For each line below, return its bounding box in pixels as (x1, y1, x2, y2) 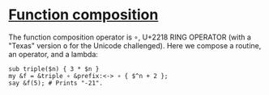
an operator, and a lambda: (8, 49, 99, 59)
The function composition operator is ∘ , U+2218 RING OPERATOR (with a (8, 32, 251, 42)
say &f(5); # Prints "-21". (8, 79, 104, 87)
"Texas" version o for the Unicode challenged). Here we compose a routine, (8, 40, 262, 50)
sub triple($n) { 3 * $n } (8, 64, 100, 73)
